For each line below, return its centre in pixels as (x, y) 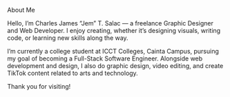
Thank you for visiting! (39, 86)
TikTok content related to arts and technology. (73, 73)
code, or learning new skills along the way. (68, 38)
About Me (21, 10)
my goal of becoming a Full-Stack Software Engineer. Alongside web (105, 58)
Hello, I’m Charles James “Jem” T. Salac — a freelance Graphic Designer (111, 23)
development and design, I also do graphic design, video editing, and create (115, 66)
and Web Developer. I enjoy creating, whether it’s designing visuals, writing (114, 31)
